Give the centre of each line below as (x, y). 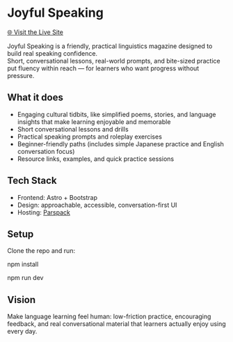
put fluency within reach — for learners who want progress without (103, 68)
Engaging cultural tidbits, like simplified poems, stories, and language (117, 114)
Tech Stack (32, 181)
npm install (23, 264)
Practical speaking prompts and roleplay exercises (89, 137)
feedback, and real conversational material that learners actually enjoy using (116, 324)
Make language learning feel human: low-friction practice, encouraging (109, 317)
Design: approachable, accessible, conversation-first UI (97, 205)
